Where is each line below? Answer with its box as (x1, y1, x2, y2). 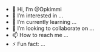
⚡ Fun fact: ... (12, 41, 45, 47)
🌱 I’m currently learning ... (12, 19, 77, 25)
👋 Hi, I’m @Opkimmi (12, 6, 62, 13)
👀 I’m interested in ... (12, 12, 64, 19)
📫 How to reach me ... (12, 32, 68, 38)
